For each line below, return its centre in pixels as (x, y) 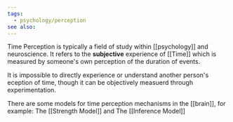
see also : (22, 27)
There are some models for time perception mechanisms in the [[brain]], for (116, 104)
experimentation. (32, 90)
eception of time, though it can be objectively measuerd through (100, 83)
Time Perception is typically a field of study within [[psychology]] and (108, 47)
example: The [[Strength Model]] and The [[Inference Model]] (96, 111)
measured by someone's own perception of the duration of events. (104, 62)
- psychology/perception (50, 20)
